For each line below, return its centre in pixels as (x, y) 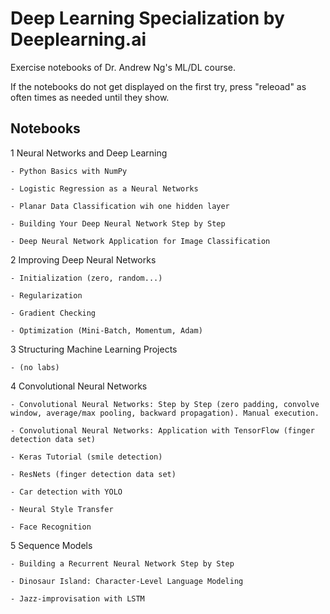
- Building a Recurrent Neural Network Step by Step (122, 563)
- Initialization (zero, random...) (86, 278)
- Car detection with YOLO (66, 492)
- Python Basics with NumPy (69, 171)
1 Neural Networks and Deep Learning (89, 153)
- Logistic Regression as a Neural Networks (104, 188)
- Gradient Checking (53, 313)
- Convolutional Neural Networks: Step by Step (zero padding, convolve (165, 404)
